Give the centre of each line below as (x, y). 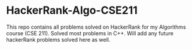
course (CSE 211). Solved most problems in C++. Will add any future (90, 33)
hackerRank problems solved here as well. (58, 39)
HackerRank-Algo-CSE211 (72, 10)
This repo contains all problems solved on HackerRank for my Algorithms (96, 27)
